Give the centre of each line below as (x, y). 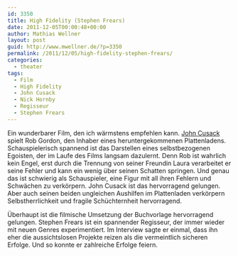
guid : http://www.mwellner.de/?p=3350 (65, 47)
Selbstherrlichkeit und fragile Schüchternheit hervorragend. (95, 201)
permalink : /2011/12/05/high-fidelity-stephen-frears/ (90, 54)
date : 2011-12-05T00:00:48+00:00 (57, 27)
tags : (15, 73)
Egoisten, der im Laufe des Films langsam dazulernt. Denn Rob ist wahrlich (117, 155)
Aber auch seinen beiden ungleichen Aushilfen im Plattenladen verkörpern (116, 193)
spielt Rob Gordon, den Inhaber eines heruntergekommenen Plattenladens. (117, 140)
